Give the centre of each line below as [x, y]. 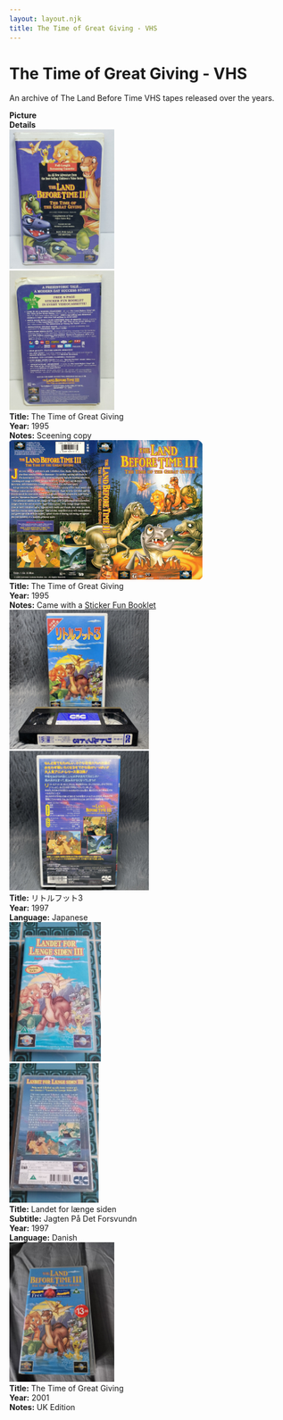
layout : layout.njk [46, 19]
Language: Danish [43, 1238]
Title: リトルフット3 [46, 898]
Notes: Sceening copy [50, 436]
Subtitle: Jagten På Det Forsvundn [73, 1219]
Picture [23, 115]
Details [23, 125]
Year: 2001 [29, 1398]
